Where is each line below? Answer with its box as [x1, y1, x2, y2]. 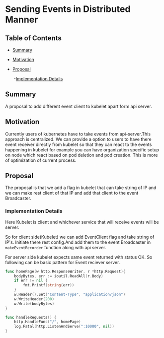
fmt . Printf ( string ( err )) [23, 283, 75, 288]
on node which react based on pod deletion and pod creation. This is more [5, 152, 158, 158]
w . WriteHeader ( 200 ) [14, 296, 55, 301]
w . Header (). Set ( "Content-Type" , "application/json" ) [14, 292, 126, 297]
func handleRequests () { [5, 315, 57, 320]
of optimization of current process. [5, 157, 77, 163]
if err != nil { [14, 278, 48, 283]
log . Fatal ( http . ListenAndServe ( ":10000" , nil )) [14, 324, 114, 329]
